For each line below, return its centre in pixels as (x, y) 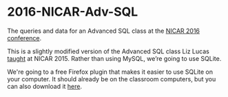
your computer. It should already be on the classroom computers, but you (112, 79)
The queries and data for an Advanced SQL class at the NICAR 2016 (104, 31)
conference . (24, 38)
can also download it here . (45, 86)
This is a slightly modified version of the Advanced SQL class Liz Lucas (108, 51)
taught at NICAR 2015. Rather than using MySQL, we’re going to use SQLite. (114, 58)
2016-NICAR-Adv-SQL (73, 12)
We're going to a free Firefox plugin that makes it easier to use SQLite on (110, 72)
